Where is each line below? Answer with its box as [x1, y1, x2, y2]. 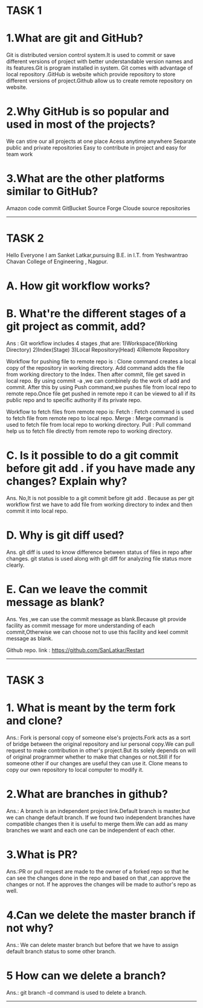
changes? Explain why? [6, 475, 127, 488]
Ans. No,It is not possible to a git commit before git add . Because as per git [6, 495, 195, 501]
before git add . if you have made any [6, 461, 196, 475]
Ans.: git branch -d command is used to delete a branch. [6, 989, 147, 996]
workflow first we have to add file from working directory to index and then [6, 501, 193, 508]
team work [6, 151, 33, 158]
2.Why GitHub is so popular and [6, 105, 169, 119]
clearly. [6, 561, 25, 568]
